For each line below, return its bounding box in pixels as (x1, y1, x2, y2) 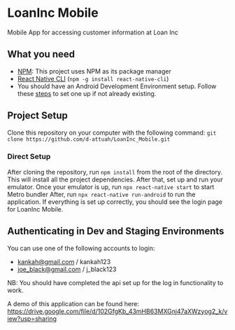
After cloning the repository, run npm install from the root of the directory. (7, 167, 222, 176)
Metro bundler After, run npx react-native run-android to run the (7, 190, 196, 198)
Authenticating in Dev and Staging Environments (7, 226, 225, 238)
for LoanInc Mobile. (7, 205, 64, 213)
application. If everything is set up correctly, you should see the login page (7, 198, 222, 206)
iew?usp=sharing (7, 314, 57, 323)
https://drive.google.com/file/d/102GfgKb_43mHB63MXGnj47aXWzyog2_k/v (7, 307, 228, 315)
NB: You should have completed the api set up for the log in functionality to (7, 278, 224, 287)
